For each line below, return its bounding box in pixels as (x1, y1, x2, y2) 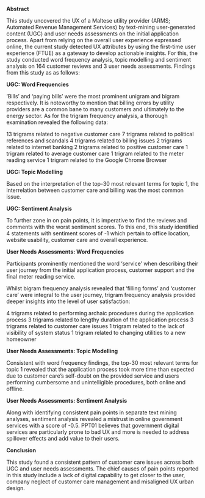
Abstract (6, 5, 29, 12)
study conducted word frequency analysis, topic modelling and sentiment (6, 56, 191, 63)
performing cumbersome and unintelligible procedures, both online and (6, 379, 186, 386)
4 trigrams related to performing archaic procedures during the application (6, 310, 194, 317)
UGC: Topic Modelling (6, 168, 63, 175)
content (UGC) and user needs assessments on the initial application (6, 30, 179, 37)
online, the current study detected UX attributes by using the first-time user (6, 43, 196, 50)
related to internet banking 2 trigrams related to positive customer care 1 (6, 144, 188, 150)
